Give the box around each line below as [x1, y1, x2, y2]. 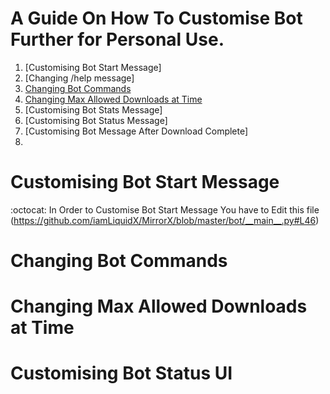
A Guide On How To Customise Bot [10, 7, 303, 30]
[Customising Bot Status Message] [24, 114, 168, 126]
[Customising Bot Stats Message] [24, 103, 163, 116]
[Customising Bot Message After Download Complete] [24, 125, 249, 137]
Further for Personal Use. [10, 28, 225, 51]
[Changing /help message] [24, 72, 135, 84]
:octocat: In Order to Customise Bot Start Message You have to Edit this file [10, 203, 320, 216]
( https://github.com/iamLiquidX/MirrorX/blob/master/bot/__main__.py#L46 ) [10, 214, 320, 226]
